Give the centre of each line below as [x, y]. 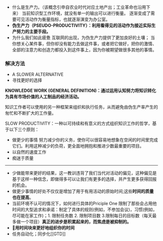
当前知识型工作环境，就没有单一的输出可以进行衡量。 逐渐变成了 [86, 13]
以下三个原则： [24, 130]
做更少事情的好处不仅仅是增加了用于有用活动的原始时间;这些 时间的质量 [83, 191]
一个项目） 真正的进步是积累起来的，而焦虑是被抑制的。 [76, 222]
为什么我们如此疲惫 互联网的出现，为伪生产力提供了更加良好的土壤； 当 [83, 37]
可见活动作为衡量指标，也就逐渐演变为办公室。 [63, 19]
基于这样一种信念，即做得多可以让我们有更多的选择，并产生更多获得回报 [84, 179]
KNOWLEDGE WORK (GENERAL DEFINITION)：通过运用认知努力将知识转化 [81, 91]
